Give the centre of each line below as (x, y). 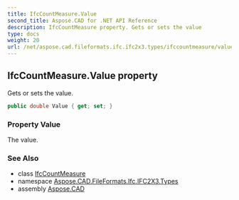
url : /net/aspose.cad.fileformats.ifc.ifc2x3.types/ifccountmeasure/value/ (122, 47)
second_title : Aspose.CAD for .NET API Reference (83, 21)
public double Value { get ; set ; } (60, 106)
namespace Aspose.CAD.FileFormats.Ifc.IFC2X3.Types (98, 181)
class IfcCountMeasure (52, 174)
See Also (23, 158)
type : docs (23, 34)
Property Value (34, 124)
